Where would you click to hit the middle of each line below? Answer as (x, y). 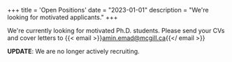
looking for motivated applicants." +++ (63, 17)
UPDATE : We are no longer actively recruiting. (73, 51)
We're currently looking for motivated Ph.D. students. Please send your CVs (116, 31)
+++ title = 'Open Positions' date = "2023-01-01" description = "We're (108, 10)
